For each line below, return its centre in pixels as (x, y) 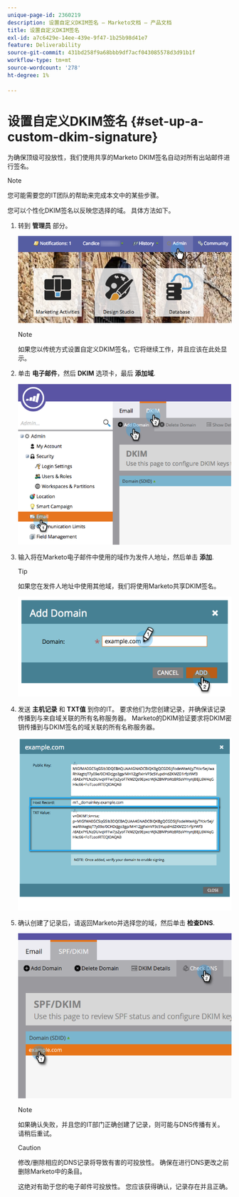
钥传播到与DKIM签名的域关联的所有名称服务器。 (88, 727)
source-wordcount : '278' (44, 68)
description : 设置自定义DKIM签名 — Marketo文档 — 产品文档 (90, 22)
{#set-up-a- (167, 121)
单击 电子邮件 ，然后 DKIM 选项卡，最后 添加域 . (86, 373)
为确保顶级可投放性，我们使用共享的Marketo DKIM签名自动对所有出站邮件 (116, 158)
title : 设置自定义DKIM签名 (43, 30)
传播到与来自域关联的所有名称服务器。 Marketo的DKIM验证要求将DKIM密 (124, 718)
